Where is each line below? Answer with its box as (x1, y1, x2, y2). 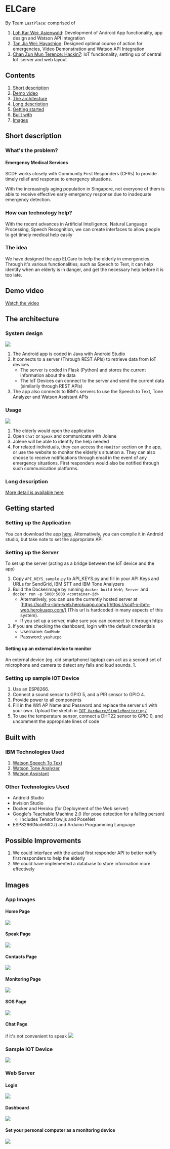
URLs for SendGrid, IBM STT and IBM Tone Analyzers (12, 581, 124, 587)
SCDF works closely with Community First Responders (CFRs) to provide (5, 171, 157, 177)
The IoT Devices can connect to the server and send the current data (20, 378, 164, 384)
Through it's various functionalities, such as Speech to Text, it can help (5, 261, 153, 267)
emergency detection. (5, 197, 52, 203)
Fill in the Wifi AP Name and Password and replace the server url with (12, 702, 158, 708)
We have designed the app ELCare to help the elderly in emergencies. (5, 255, 151, 261)
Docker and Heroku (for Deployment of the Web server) (12, 806, 129, 812)
